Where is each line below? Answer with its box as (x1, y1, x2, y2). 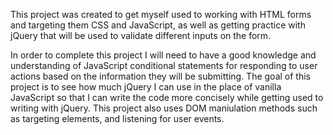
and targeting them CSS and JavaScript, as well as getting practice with (10, 19, 306, 31)
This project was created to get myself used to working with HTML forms (10, 9, 312, 20)
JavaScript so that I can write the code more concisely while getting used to (10, 92, 324, 103)
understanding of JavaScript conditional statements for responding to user (10, 60, 318, 71)
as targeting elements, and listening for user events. (10, 113, 225, 124)
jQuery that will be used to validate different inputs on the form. (10, 30, 272, 41)
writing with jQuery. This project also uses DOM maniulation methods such (10, 102, 318, 114)
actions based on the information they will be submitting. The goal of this (10, 70, 311, 82)
